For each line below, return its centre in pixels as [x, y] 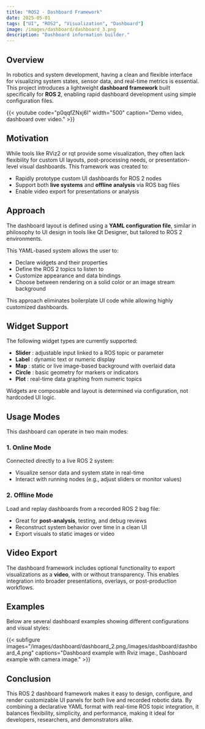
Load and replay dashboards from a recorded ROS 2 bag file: [83, 508]
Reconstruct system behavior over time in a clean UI [81, 527]
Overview [25, 60]
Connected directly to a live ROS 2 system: [60, 461]
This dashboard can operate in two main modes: [67, 431]
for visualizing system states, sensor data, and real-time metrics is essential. [103, 81]
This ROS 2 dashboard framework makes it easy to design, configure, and [99, 694]
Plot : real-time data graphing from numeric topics [78, 379]
